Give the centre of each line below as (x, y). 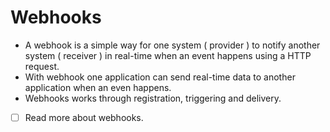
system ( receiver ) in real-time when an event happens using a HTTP (168, 55)
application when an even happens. (98, 87)
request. (42, 66)
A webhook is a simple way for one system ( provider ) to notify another (172, 45)
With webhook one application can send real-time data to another (160, 77)
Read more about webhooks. (84, 117)
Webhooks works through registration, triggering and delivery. (153, 98)
